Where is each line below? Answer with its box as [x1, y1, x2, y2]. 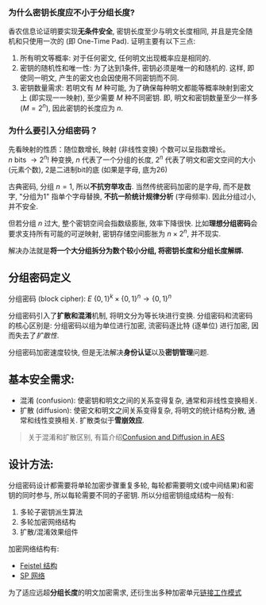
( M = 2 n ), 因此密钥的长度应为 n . [19, 102, 123, 113]
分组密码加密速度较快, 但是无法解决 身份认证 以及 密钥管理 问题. [8, 348, 210, 357]
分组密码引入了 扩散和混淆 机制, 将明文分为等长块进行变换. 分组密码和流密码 [8, 311, 253, 321]
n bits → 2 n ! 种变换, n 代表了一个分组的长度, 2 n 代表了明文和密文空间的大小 [8, 153, 256, 164]
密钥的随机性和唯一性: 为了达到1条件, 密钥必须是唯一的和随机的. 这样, [19, 64, 246, 73]
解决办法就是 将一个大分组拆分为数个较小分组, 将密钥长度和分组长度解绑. [8, 245, 245, 255]
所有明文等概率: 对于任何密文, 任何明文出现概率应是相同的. [19, 53, 211, 63]
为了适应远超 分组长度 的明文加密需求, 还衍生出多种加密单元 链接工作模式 [8, 588, 242, 597]
